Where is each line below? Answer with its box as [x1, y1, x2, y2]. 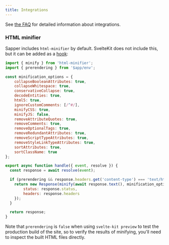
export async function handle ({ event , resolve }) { [5, 163, 118, 168]
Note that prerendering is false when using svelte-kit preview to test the [5, 223, 159, 230]
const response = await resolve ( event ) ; [10, 168, 96, 173]
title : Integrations [5, 7, 49, 13]
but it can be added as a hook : [5, 51, 68, 57]
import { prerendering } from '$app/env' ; [5, 65, 96, 70]
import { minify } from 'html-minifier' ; [5, 60, 94, 66]
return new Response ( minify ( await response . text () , [14, 182, 125, 187]
